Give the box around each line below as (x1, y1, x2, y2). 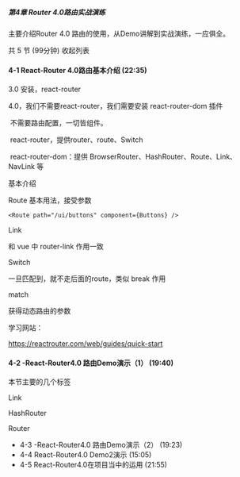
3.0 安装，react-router (8, 84, 82, 94)
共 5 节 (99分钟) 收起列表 (8, 45, 90, 55)
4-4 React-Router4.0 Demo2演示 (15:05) (19, 450, 152, 460)
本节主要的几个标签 (8, 377, 71, 387)
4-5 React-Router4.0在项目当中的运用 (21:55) (19, 460, 168, 470)
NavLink (8, 162, 36, 171)
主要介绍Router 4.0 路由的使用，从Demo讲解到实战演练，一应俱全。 (8, 29, 230, 38)
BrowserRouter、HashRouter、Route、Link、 (90, 152, 238, 162)
